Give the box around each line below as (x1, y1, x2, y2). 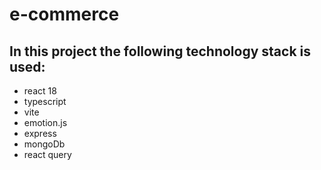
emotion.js (23, 117, 68, 128)
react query (23, 149, 72, 160)
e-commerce (9, 3, 120, 26)
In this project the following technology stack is (9, 43, 312, 60)
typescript (23, 96, 67, 107)
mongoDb (23, 138, 66, 150)
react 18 (23, 85, 57, 97)
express (23, 128, 57, 139)
